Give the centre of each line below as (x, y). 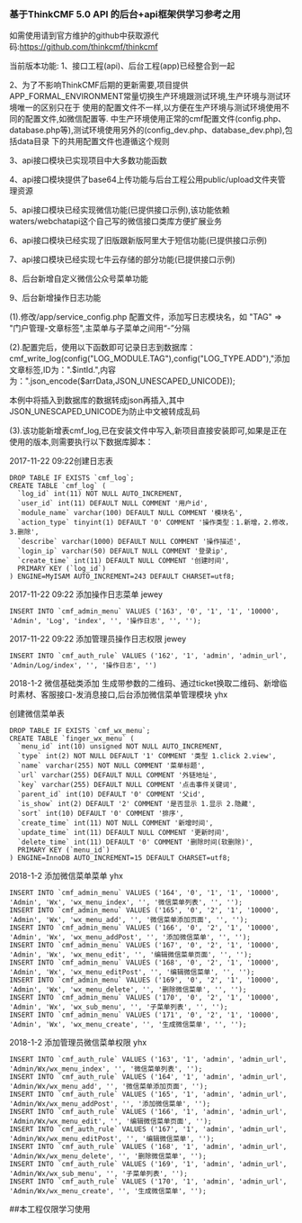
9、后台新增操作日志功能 (55, 298)
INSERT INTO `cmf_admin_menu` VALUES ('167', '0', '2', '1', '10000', (144, 946)
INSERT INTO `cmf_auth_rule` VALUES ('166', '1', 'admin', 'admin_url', (148, 1112)
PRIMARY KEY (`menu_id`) (64, 850)
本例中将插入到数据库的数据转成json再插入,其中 (97, 400)
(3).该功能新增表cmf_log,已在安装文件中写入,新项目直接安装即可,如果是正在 (148, 430)
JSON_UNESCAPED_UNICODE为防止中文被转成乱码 (105, 412)
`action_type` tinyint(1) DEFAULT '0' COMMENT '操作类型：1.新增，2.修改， (155, 523)
